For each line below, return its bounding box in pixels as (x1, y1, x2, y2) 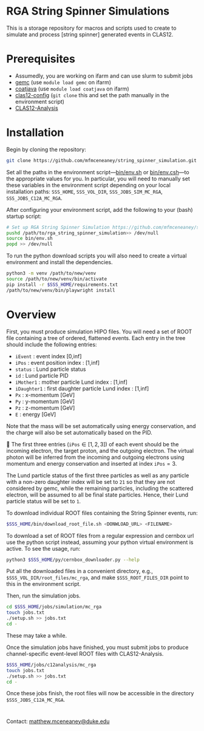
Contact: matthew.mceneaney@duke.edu (6, 718, 110, 725)
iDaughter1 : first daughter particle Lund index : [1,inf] (15, 384, 149, 392)
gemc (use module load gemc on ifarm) (15, 78, 111, 86)
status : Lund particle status (15, 365, 86, 373)
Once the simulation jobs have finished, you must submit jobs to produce (6, 644, 189, 651)
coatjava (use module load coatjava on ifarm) (15, 85, 129, 92)
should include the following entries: (6, 341, 97, 348)
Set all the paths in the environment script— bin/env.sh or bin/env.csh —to (6, 168, 189, 175)
